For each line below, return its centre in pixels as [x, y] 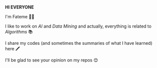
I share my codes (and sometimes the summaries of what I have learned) [79, 43]
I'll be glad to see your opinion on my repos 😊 [52, 60]
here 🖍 [13, 49]
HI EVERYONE [20, 7]
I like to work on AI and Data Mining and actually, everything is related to [78, 26]
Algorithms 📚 [19, 32]
